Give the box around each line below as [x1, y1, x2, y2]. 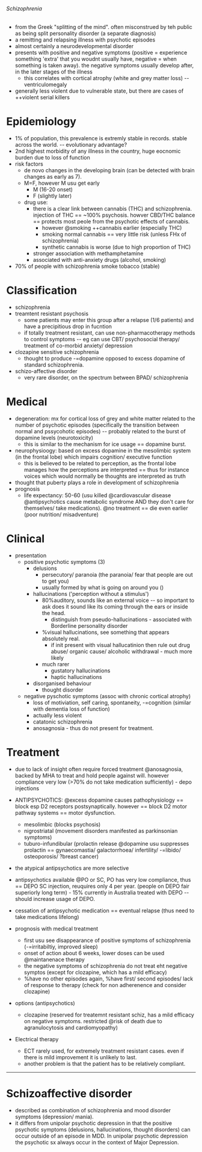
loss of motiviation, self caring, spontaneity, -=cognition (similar [32, 699, 191, 706]
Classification [6, 283, 77, 297]
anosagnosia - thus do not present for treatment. [32, 724, 155, 731]
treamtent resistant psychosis [14, 310, 89, 317]
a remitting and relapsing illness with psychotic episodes [14, 36, 156, 43]
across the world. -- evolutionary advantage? [14, 141, 127, 149]
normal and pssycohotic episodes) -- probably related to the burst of [14, 428, 186, 435]
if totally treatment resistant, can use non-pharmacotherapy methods [23, 329, 195, 336]
